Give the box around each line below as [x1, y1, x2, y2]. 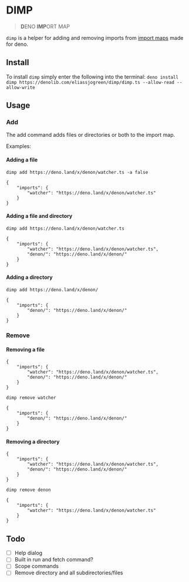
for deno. [6, 41, 28, 48]
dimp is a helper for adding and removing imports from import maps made [6, 34, 184, 41]
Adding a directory [6, 274, 53, 281]
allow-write [6, 85, 35, 90]
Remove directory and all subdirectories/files [14, 569, 123, 576]
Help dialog [14, 550, 43, 557]
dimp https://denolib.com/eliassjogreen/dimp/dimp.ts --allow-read [6, 79, 175, 85]
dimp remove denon [6, 487, 51, 493]
